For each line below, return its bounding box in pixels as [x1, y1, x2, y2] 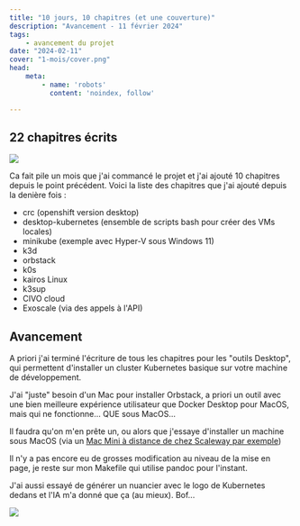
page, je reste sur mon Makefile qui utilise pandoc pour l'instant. [9, 463, 248, 474]
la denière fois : [9, 190, 67, 201]
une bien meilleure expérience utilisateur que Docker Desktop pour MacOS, [9, 399, 290, 410]
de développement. [9, 372, 82, 383]
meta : [25, 72, 47, 81]
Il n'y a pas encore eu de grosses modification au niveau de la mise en [9, 453, 271, 464]
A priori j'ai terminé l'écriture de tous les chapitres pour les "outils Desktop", [9, 353, 291, 364]
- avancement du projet [25, 38, 115, 48]
